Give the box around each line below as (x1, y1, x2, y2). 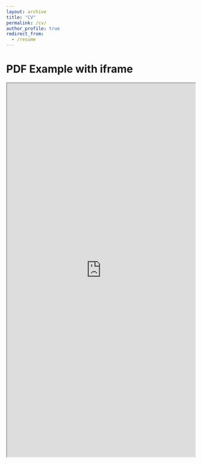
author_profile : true (6, 25, 60, 32)
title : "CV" (6, 14, 36, 20)
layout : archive (6, 8, 47, 15)
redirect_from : (6, 31, 44, 37)
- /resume (11, 36, 36, 42)
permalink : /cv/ (6, 20, 47, 26)
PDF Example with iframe (6, 62, 133, 76)
